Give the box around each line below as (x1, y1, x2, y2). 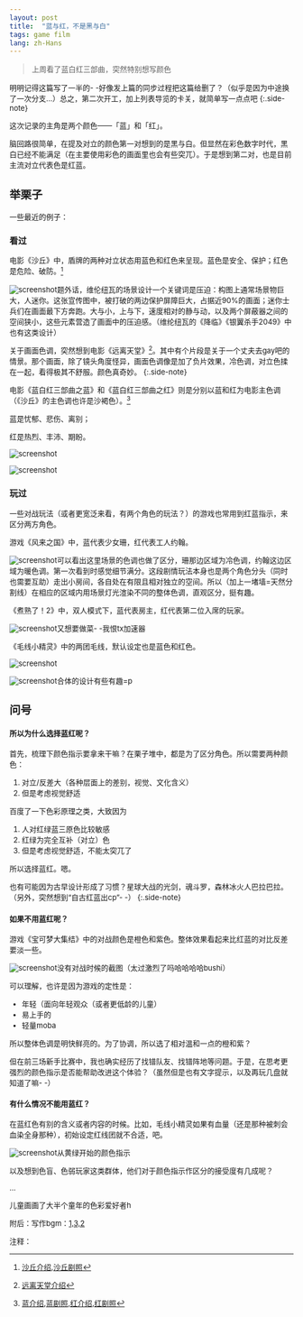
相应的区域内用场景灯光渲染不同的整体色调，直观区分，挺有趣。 (39, 587, 260, 597)
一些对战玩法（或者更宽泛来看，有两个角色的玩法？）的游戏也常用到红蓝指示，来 (9, 508, 289, 519)
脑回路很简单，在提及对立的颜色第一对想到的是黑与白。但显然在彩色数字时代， (9, 139, 281, 149)
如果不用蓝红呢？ (9, 913, 69, 924)
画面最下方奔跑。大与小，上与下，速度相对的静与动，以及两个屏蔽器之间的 (31, 306, 289, 316)
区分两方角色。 (9, 519, 61, 529)
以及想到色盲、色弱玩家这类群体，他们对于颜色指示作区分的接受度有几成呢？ (9, 1165, 274, 1176)
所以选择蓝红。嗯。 (9, 863, 77, 874)
